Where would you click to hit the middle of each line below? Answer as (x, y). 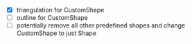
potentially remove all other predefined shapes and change (101, 25)
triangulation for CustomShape (60, 10)
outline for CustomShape (52, 18)
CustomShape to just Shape (56, 33)
